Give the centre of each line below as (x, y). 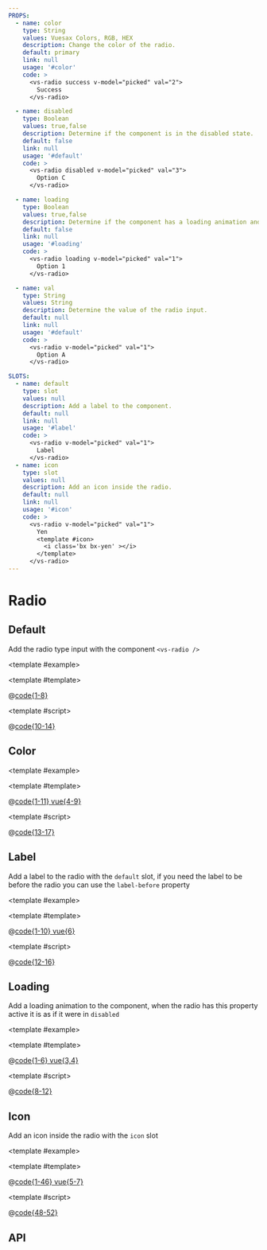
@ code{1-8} (28, 695)
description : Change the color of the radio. (99, 45)
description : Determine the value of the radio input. (115, 310)
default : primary (51, 53)
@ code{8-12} (30, 1092)
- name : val (35, 288)
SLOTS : (19, 376)
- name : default (42, 384)
